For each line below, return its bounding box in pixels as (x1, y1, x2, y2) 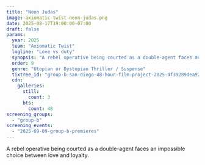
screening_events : (6, 123, 53, 129)
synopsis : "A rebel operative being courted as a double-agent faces (12, 54, 192, 61)
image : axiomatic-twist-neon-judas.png (6, 15, 108, 21)
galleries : (17, 83, 45, 89)
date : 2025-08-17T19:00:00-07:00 (6, 20, 92, 26)
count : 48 (28, 105, 53, 112)
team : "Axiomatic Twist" (12, 43, 75, 50)
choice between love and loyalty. (6, 152, 90, 159)
